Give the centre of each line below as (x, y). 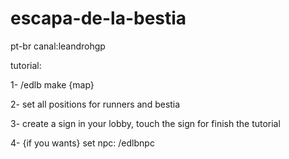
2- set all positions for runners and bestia (95, 104)
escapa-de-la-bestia (98, 18)
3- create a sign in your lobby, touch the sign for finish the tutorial (145, 123)
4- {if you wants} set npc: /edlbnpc (82, 143)
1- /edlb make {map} (52, 84)
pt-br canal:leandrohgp (58, 46)
